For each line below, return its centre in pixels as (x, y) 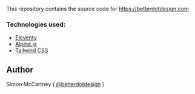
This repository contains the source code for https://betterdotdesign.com (97, 9)
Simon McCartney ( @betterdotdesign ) (55, 84)
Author (20, 69)
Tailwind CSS (31, 50)
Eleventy (26, 38)
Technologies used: (36, 24)
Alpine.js (26, 44)
